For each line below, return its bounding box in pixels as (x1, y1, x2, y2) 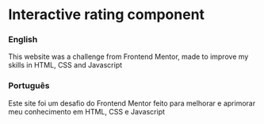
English (8, 34, 38, 45)
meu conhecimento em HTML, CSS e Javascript (8, 107, 165, 116)
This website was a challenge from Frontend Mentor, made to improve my (8, 52, 249, 61)
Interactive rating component (8, 6, 205, 24)
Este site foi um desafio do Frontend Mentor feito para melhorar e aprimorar (8, 98, 256, 108)
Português (8, 80, 50, 91)
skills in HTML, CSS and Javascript (8, 60, 123, 70)
